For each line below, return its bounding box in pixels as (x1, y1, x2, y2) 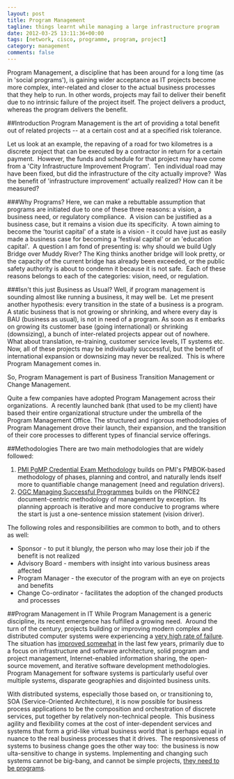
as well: (7, 531, 29, 539)
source (7, 661, 28, 670)
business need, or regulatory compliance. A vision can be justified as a (7, 212, 212, 220)
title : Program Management (7, 17, 86, 24)
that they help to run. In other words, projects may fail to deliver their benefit (7, 90, 226, 98)
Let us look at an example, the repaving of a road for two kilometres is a (7, 139, 213, 148)
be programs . (7, 764, 47, 772)
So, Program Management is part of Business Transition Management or (7, 372, 214, 381)
